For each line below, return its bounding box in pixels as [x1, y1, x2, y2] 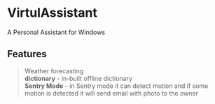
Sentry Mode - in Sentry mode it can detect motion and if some [24, 82, 209, 90]
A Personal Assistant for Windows [7, 28, 106, 36]
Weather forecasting [24, 66, 84, 75]
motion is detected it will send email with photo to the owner [24, 89, 198, 97]
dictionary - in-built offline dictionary [24, 74, 133, 82]
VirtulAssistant [7, 5, 98, 21]
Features [7, 48, 47, 60]
